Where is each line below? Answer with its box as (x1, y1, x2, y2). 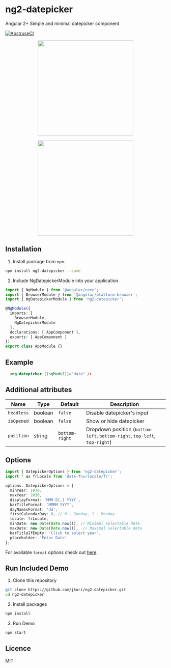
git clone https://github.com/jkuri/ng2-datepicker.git (5, 587, 126, 593)
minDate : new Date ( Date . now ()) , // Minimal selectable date (10, 521, 140, 526)
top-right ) (86, 438, 112, 446)
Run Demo (12, 620, 35, 626)
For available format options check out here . (5, 549, 98, 555)
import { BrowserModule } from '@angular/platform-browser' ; (5, 292, 138, 297)
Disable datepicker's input (86, 409, 149, 416)
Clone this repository (12, 577, 57, 583)
